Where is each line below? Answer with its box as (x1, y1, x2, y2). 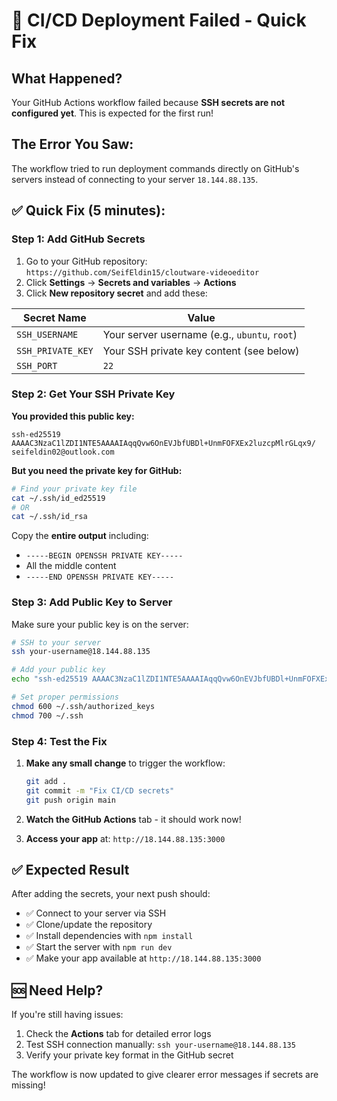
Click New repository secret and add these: (25, 287, 208, 299)
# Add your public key (11, 665, 106, 675)
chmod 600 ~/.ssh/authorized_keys (11, 701, 156, 711)
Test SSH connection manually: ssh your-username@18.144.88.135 (25, 1039, 296, 1051)
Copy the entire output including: (11, 530, 149, 542)
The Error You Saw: (11, 136, 134, 153)
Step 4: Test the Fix (11, 734, 108, 748)
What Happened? (11, 70, 123, 87)
